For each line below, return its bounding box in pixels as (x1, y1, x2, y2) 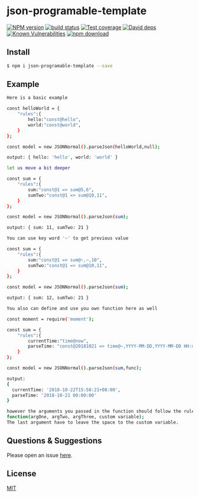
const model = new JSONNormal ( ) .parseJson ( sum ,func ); (6, 365, 142, 371)
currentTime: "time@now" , (28, 338, 89, 344)
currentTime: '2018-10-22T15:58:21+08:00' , (12, 386, 120, 393)
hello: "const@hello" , (28, 117, 81, 122)
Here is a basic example (6, 95, 68, 101)
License (6, 469, 37, 479)
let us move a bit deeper (6, 165, 70, 171)
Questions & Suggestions (6, 436, 102, 446)
